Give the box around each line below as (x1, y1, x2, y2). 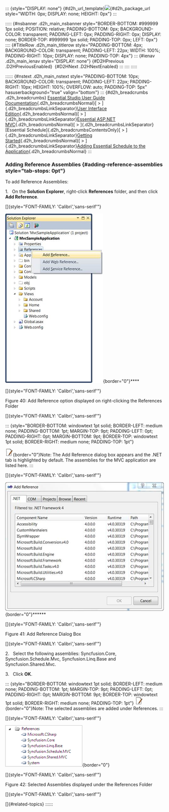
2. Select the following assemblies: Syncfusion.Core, (5, 650, 117, 656)
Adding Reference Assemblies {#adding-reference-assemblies (5, 161, 163, 168)
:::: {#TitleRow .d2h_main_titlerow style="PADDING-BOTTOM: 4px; (5, 42, 143, 48)
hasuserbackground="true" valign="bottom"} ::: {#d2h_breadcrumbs (5, 89, 148, 95)
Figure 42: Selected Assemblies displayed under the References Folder (5, 782, 152, 788)
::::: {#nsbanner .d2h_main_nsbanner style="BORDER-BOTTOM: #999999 (5, 21, 158, 26)
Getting (77, 132, 93, 138)
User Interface (77, 106, 107, 111)
